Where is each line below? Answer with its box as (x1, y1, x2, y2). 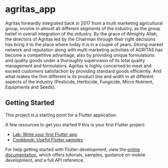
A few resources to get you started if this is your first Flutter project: (5, 121, 145, 127)
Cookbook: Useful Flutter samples (12, 136, 83, 142)
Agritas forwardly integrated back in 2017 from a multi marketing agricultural (5, 20, 163, 26)
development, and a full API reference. (5, 157, 85, 163)
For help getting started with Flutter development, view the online (5, 146, 140, 152)
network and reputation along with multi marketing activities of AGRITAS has (5, 47, 163, 53)
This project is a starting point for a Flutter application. (5, 112, 117, 118)
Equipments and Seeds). (5, 84, 56, 90)
